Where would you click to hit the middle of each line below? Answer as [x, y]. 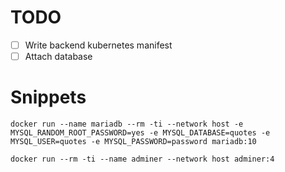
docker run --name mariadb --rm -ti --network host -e [127, 124]
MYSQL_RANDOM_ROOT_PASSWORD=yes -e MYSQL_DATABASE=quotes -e [140, 133]
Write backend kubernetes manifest [98, 45]
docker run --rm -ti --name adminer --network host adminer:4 [142, 159]
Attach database [58, 56]
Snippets [48, 97]
